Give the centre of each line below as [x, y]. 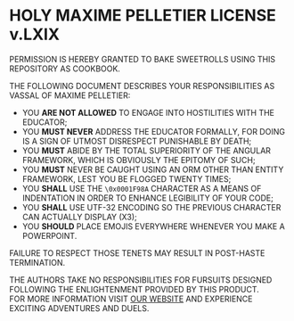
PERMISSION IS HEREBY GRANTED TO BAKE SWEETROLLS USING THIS [143, 59]
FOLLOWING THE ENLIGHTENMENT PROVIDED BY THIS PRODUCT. [135, 289]
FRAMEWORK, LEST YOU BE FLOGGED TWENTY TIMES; [127, 178]
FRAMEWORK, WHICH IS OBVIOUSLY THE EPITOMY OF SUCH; [139, 160]
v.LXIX [35, 34]
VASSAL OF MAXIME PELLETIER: [70, 95]
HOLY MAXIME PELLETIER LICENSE [143, 16]
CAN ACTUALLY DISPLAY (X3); [80, 217]
